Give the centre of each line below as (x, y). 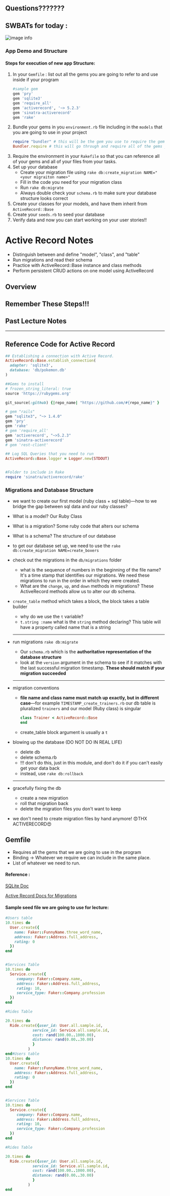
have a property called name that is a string (66, 627)
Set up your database (35, 167)
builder (20, 607)
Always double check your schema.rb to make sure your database (88, 193)
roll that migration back (44, 803)
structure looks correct (44, 198)
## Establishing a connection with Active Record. (60, 356)
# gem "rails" (20, 412)
